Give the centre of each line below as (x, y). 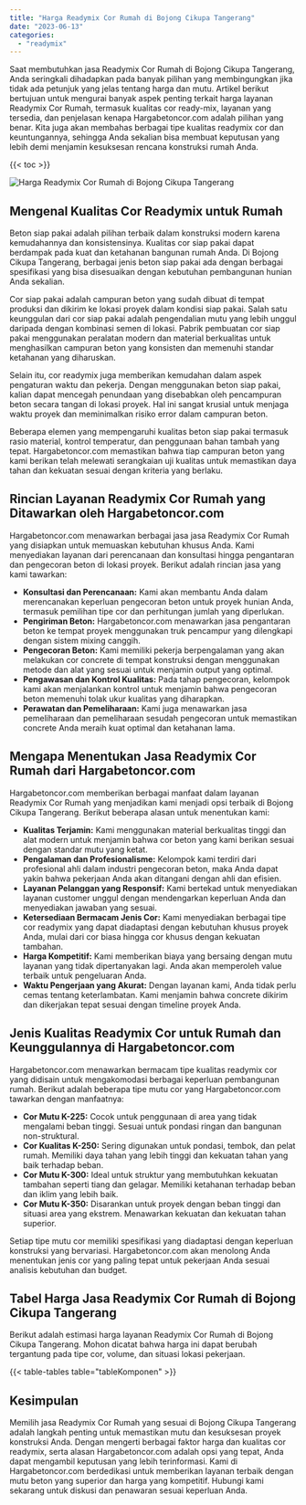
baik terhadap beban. (63, 1164)
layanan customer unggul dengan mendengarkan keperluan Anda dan (154, 898)
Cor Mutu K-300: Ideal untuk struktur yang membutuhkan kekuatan (150, 1174)
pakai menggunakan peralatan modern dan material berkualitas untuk (140, 338)
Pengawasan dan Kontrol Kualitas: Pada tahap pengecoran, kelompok (156, 679)
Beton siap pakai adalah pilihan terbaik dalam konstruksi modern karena (145, 233)
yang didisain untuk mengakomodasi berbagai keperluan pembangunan (145, 1079)
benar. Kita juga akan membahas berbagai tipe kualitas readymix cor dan (147, 128)
